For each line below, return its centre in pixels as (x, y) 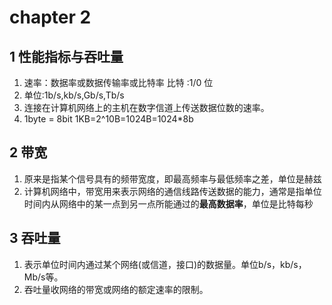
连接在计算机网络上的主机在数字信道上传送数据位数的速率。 (146, 107)
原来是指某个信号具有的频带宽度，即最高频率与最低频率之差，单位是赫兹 (172, 178)
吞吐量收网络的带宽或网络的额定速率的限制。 (116, 289)
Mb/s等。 (43, 277)
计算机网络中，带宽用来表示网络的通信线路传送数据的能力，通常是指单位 (172, 191)
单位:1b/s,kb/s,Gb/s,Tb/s (74, 95)
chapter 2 (50, 17)
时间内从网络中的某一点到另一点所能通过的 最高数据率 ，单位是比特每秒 (168, 203)
